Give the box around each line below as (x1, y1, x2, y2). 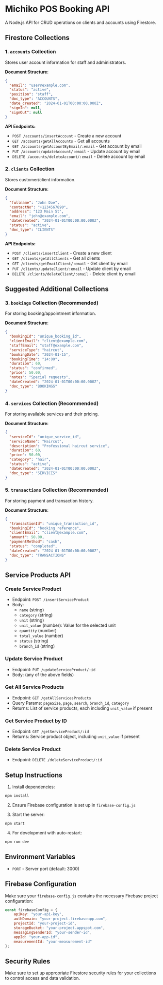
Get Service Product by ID (5, 717, 67, 724)
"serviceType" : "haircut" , (9, 348, 64, 352)
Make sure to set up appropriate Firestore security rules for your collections (5, 970, 156, 976)
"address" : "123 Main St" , (9, 209, 64, 214)
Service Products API (5, 571, 71, 579)
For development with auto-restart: (12, 830, 82, 836)
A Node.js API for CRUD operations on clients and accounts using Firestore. (5, 19, 156, 25)
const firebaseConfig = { (5, 908, 57, 912)
